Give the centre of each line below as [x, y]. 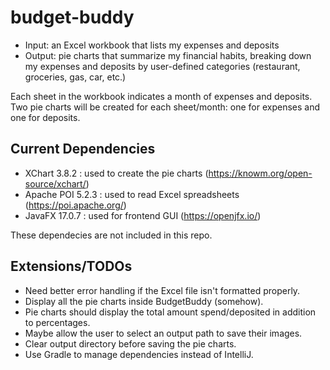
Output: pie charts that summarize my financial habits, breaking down [168, 55]
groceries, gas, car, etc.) [75, 77]
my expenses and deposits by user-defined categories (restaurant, [162, 66]
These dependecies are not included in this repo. [111, 235]
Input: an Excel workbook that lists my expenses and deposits [152, 45]
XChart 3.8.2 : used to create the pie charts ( [116, 173]
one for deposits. [45, 117]
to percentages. [57, 322]
